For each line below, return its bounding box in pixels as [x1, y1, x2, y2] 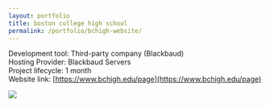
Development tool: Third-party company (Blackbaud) [8, 49, 185, 59]
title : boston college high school [8, 19, 128, 27]
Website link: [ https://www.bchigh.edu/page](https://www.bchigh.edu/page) [8, 74, 262, 84]
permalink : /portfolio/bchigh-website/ [8, 27, 143, 35]
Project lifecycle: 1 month [8, 66, 92, 76]
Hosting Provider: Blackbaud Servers [8, 57, 131, 67]
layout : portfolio [8, 11, 70, 20]
